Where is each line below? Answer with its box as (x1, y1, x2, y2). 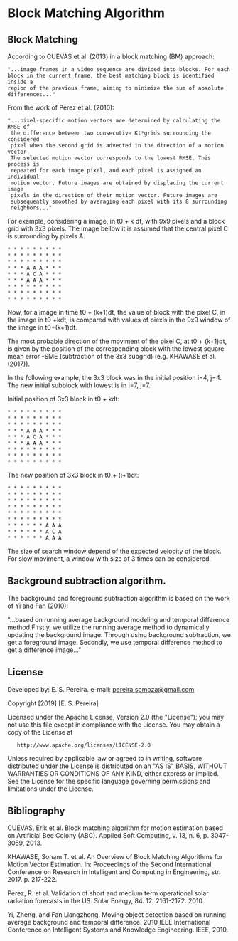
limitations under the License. (7, 784, 94, 793)
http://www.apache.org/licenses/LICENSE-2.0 (16, 742, 151, 749)
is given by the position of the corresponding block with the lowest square (7, 345, 225, 353)
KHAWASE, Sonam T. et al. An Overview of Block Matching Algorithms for (7, 853, 223, 861)
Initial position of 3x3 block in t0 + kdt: (7, 395, 120, 403)
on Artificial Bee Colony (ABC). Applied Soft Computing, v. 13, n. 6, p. (7, 831, 210, 840)
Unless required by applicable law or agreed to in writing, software (7, 754, 202, 762)
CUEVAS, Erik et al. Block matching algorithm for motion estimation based (7, 824, 224, 832)
